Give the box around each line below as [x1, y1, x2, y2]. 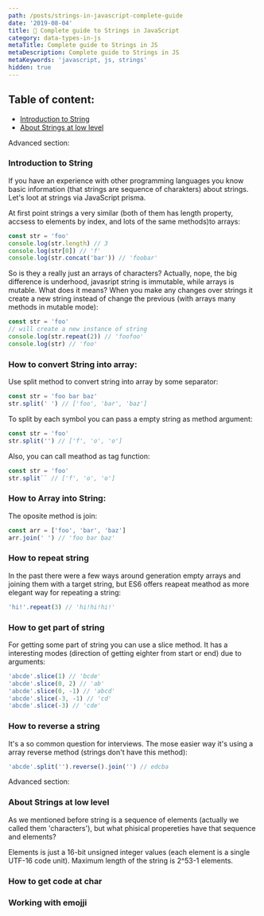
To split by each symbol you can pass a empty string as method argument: [8, 414, 253, 423]
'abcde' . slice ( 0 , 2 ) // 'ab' [8, 680, 105, 688]
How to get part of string [8, 622, 105, 633]
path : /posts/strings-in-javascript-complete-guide [8, 11, 183, 20]
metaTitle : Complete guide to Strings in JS [8, 41, 158, 49]
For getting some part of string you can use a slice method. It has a [8, 640, 228, 649]
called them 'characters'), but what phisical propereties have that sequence [8, 823, 256, 832]
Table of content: [8, 93, 95, 107]
